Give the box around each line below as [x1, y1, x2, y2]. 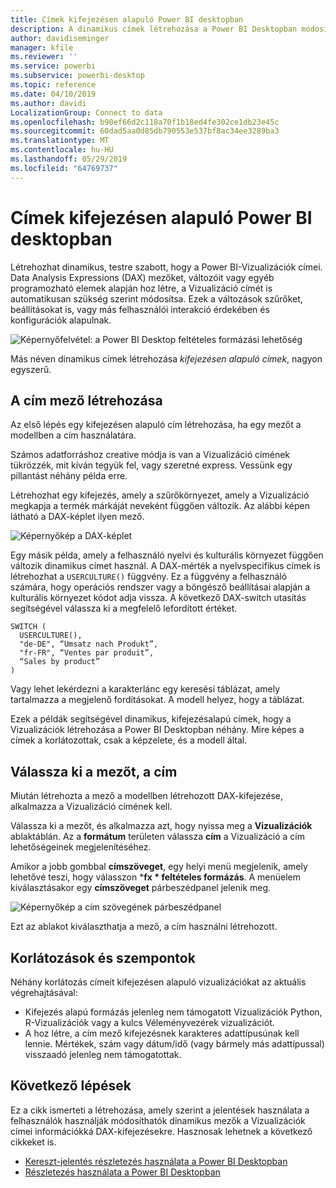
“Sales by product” [19, 657, 101, 667]
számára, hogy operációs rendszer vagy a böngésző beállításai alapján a [10, 581, 311, 593]
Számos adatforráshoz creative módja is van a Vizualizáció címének [10, 449, 291, 461]
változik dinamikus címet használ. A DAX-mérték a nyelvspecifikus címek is [10, 560, 321, 572]
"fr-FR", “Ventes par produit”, [19, 648, 155, 658]
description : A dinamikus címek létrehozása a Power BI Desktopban [10, 24, 298, 34]
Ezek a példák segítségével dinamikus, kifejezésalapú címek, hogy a [10, 713, 292, 725]
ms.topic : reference [10, 80, 97, 90]
